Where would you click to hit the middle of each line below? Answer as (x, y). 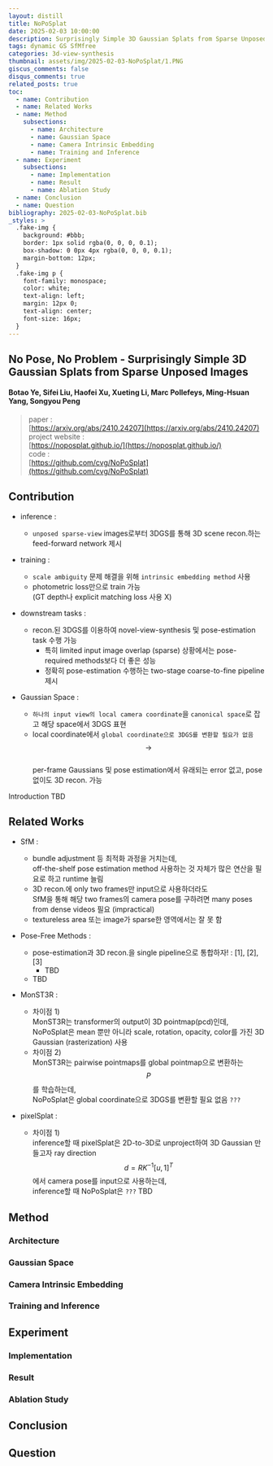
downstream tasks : (53, 613)
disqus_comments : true (47, 77)
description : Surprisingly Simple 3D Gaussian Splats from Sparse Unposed (138, 39)
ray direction (75, 1153)
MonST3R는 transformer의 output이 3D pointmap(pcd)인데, (130, 1022)
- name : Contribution (52, 99)
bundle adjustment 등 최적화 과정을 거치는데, (104, 858)
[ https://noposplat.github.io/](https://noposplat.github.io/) (125, 445)
